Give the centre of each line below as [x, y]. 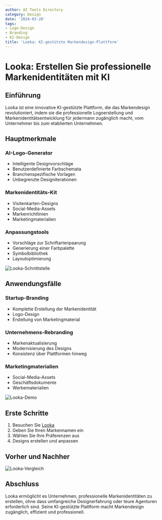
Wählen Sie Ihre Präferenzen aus [46, 436]
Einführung [23, 96]
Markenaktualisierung [35, 343]
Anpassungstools [27, 232]
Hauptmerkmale [31, 139]
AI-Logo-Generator [29, 153]
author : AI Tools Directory [34, 10]
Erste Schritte [27, 413]
